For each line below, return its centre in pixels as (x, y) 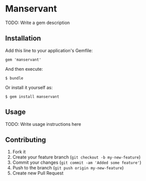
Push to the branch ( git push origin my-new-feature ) (68, 168)
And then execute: (24, 69)
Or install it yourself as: (29, 87)
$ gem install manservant (32, 97)
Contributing (26, 140)
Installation (23, 38)
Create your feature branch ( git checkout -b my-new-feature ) (77, 157)
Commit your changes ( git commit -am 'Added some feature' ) (77, 162)
